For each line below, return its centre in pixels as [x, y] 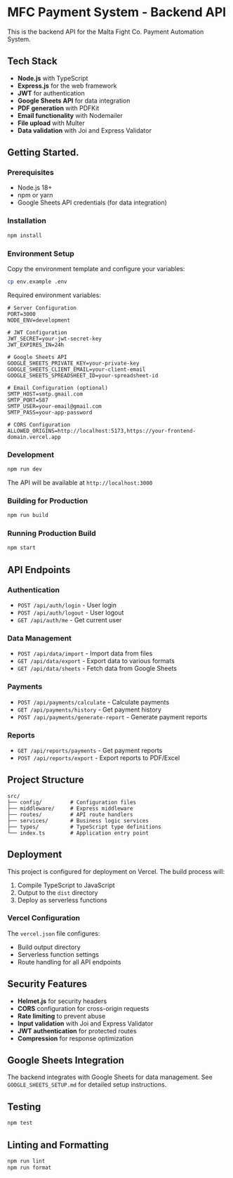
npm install [25, 235]
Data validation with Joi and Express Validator [85, 130]
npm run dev [25, 469]
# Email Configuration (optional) [58, 388]
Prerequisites [31, 173]
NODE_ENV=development [39, 320]
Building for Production [48, 501]
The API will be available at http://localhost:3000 [80, 483]
